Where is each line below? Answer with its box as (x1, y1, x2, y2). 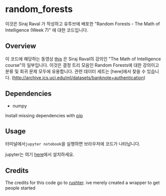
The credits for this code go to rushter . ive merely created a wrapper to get (5, 179, 160, 186)
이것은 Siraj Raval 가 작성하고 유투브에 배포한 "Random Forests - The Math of (5, 21, 160, 27)
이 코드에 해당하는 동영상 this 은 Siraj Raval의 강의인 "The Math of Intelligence (5, 56, 161, 62)
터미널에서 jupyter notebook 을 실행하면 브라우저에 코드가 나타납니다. (5, 141, 140, 147)
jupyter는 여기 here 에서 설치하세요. (5, 151, 75, 157)
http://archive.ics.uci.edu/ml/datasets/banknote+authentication (13, 74, 144, 81)
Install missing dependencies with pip (5, 112, 83, 118)
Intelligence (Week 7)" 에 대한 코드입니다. (5, 27, 89, 33)
